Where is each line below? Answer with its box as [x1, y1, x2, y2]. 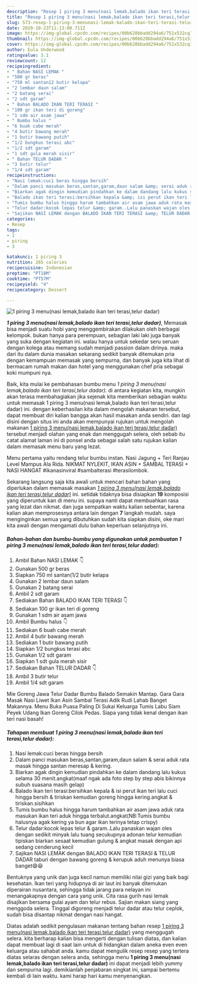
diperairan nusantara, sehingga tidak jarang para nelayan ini [6, 886, 151, 893]
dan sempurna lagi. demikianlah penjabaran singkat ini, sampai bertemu [6, 966, 180, 973]
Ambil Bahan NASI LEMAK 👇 [15, 557, 84, 564]
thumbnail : [6, 36, 33, 42]
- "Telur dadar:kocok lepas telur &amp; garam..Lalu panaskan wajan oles [6, 205, 191, 211]
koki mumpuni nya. [6, 369, 52, 376]
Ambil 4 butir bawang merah [15, 633, 84, 640]
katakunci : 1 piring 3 [6, 254, 62, 260]
